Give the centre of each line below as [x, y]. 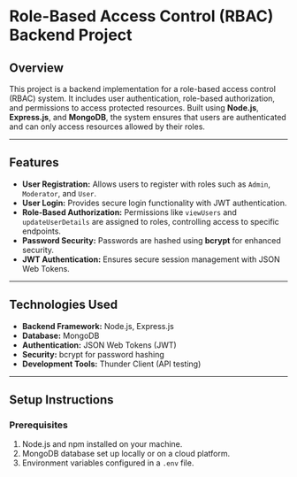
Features [34, 162]
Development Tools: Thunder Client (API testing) [111, 364]
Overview [37, 68]
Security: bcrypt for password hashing [93, 354]
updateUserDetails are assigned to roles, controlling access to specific [151, 221]
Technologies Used [63, 305]
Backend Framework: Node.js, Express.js [98, 326]
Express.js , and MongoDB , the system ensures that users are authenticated [148, 117]
